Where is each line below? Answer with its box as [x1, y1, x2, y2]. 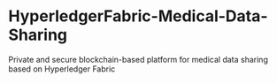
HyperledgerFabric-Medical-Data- [8, 6, 268, 26]
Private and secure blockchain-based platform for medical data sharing [8, 54, 269, 64]
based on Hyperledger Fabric [8, 64, 116, 74]
